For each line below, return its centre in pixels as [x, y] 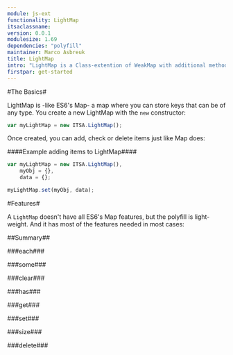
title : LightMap [31, 59]
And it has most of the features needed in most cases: [107, 224]
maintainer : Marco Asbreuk [46, 53]
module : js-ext [29, 14]
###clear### [26, 278]
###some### [27, 264]
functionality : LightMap [43, 20]
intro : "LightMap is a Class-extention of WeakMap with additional [107, 65]
